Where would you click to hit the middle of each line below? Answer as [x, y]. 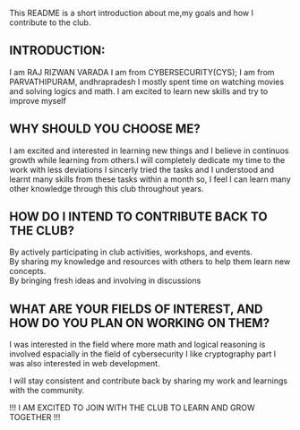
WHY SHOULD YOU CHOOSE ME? [105, 129]
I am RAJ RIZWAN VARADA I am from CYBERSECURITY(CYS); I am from [142, 72]
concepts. [28, 271]
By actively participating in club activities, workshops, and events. [131, 252]
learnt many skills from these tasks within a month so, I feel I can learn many [150, 179]
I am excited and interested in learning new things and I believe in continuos [149, 150]
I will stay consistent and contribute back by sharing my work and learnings [149, 381]
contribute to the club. [50, 22]
